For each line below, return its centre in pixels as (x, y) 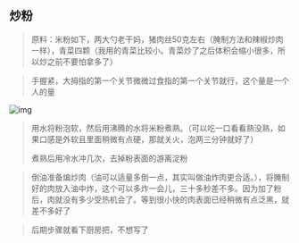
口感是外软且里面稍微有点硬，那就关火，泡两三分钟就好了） (149, 139)
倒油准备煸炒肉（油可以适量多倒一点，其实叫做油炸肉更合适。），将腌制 (160, 177)
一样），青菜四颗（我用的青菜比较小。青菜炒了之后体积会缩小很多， (154, 50)
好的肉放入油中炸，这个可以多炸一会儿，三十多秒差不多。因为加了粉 (156, 188)
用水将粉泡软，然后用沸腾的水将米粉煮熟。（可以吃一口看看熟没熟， (154, 128)
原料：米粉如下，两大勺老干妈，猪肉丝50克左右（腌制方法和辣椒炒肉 (157, 39)
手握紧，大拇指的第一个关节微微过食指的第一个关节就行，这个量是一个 (160, 80)
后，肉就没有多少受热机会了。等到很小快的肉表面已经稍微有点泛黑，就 (160, 199)
